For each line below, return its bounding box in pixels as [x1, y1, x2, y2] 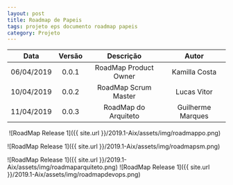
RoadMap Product [94, 63, 154, 72]
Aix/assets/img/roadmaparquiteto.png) [7, 163, 118, 171]
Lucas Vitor [175, 87, 213, 97]
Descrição [107, 51, 142, 61]
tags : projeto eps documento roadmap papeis [7, 23, 138, 30]
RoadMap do [103, 103, 146, 113]
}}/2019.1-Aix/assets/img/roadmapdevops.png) [7, 171, 141, 179]
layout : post [7, 10, 45, 17]
